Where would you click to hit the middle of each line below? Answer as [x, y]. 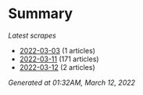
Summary [40, 14]
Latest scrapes [32, 35]
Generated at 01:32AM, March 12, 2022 [71, 82]
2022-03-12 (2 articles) [57, 67]
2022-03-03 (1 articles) [57, 50]
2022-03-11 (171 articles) [59, 59]
